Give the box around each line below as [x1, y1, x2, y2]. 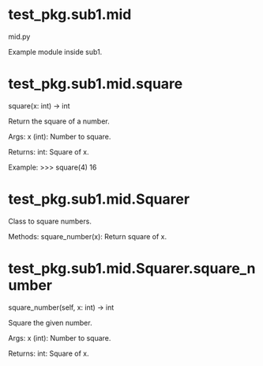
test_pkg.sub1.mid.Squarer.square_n [8, 260, 256, 277]
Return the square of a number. [8, 116, 111, 126]
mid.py [8, 32, 31, 41]
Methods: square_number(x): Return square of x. [8, 231, 167, 241]
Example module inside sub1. [8, 47, 103, 56]
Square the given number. [8, 318, 92, 327]
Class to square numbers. [8, 216, 92, 226]
